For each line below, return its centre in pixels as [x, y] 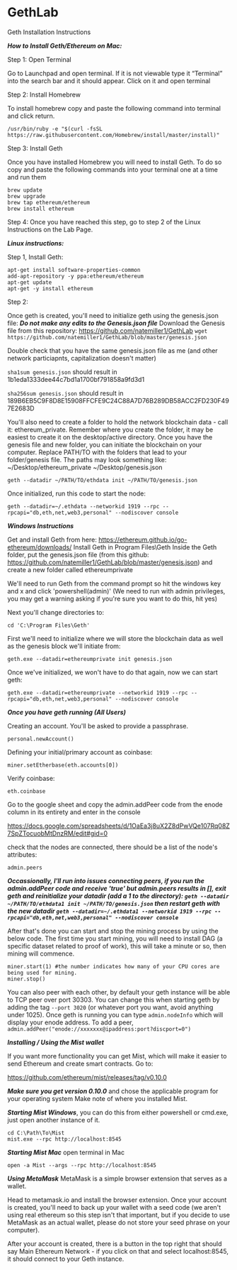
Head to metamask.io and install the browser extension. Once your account [117, 1200]
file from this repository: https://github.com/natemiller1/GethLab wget [108, 330]
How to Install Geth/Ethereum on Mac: [65, 45]
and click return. [31, 116]
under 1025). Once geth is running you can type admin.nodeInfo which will [115, 1014]
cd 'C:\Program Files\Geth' [49, 625]
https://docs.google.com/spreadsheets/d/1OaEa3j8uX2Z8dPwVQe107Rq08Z [118, 826]
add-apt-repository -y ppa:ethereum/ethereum [75, 276]
